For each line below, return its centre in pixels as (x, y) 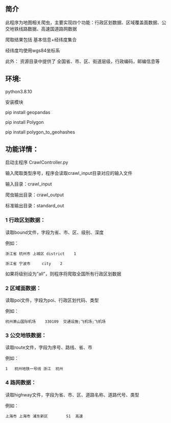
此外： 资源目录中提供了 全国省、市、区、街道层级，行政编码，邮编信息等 (82, 61)
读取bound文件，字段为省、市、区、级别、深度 (55, 232)
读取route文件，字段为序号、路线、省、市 (49, 348)
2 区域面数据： (23, 288)
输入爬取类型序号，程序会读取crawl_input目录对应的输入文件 (69, 173)
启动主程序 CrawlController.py (37, 163)
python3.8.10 (19, 91)
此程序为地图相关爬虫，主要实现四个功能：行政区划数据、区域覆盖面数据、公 (86, 22)
